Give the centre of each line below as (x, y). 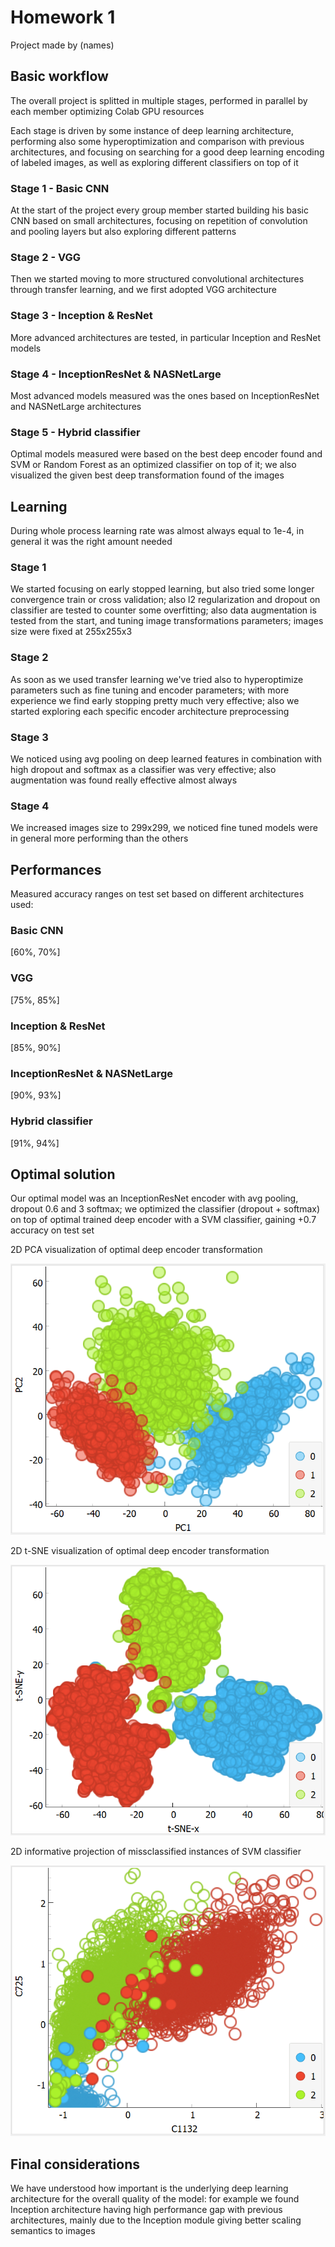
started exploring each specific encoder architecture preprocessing (150, 711)
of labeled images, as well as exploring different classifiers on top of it (154, 162)
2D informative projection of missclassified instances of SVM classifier (156, 1851)
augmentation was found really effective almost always (124, 780)
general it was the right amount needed (91, 542)
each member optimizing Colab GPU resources (107, 111)
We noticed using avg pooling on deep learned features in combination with (166, 758)
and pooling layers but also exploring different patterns (123, 232)
